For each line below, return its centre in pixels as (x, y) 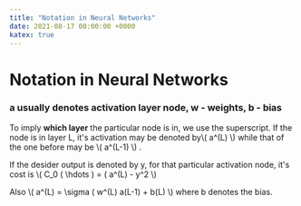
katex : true (32, 34)
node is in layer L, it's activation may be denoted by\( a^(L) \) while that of (147, 137)
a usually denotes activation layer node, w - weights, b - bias (146, 108)
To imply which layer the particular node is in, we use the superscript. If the (151, 127)
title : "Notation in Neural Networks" (83, 18)
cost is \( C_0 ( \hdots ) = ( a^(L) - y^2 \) (83, 174)
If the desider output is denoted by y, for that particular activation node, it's (150, 164)
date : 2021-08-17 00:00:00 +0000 (73, 26)
